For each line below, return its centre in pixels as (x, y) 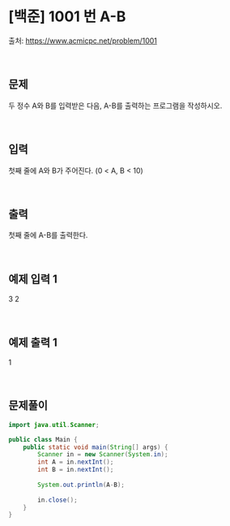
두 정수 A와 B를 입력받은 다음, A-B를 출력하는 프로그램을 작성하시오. (115, 106)
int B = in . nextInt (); (76, 470)
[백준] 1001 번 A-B (67, 17)
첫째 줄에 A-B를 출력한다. (48, 235)
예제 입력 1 (33, 279)
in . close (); (58, 500)
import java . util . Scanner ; (54, 425)
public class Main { (43, 439)
